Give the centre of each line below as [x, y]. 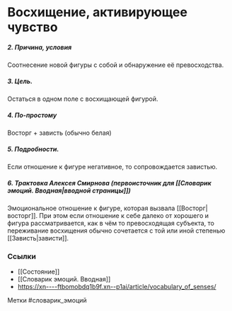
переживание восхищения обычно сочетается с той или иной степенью [116, 231]
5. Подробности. [33, 149]
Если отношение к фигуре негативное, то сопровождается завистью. [112, 167]
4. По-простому [32, 115]
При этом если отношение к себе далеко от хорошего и [123, 216]
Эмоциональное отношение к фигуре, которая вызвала [91, 208]
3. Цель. [20, 81]
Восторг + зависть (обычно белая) [59, 133]
